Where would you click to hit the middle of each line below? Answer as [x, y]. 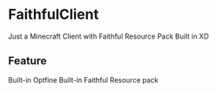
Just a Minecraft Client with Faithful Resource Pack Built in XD [109, 36]
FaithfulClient [53, 15]
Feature [28, 61]
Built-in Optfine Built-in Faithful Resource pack [83, 79]
